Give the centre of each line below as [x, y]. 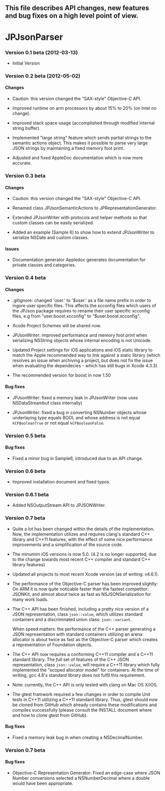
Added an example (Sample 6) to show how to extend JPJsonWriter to [83, 232]
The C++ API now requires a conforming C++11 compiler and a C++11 [82, 654]
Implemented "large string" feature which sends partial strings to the [82, 138]
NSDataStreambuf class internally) [47, 403]
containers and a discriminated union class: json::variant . [72, 619]
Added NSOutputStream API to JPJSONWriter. [59, 505]
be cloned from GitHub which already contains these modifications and [84, 705]
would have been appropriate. [43, 783]
